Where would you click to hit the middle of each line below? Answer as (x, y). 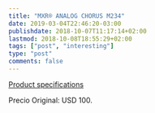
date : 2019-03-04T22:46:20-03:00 (65, 24)
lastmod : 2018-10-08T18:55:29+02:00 (70, 39)
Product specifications (46, 84)
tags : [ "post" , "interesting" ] (61, 46)
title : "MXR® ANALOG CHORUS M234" (67, 16)
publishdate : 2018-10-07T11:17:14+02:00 (78, 31)
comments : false (36, 62)
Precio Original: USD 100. (51, 100)
